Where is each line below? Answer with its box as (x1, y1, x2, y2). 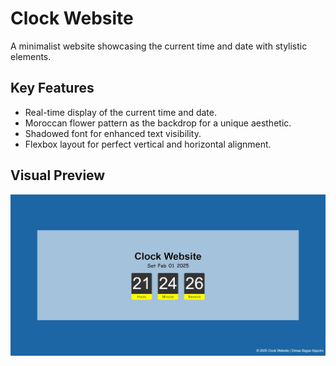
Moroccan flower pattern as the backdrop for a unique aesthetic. (24, 117, 292, 129)
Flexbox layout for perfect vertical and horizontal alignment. (24, 138, 272, 150)
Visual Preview (10, 167, 106, 184)
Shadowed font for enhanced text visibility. (24, 127, 202, 139)
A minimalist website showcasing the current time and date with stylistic (10, 40, 308, 52)
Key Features (10, 80, 95, 97)
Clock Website (10, 7, 134, 30)
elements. (10, 50, 52, 62)
